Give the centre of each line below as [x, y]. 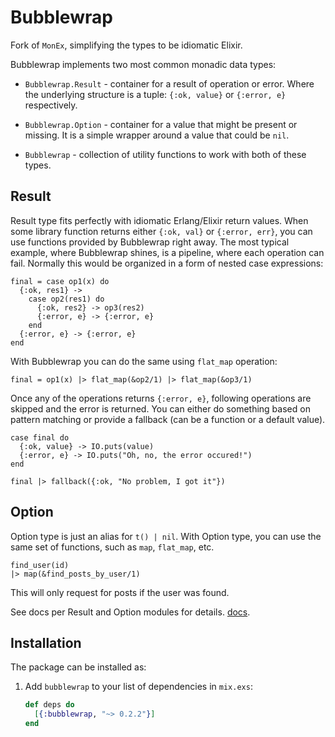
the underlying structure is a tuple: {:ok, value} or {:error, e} [155, 94]
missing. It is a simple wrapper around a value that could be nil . [157, 135]
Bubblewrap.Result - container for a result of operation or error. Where [169, 83]
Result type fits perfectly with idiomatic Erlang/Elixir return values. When [159, 220]
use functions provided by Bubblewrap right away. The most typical [150, 242]
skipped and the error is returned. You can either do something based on [160, 408]
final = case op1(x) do [60, 281]
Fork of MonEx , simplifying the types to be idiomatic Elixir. [126, 45]
